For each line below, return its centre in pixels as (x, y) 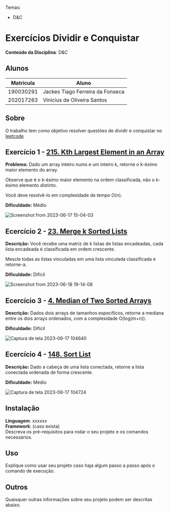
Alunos (17, 69)
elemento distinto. (38, 185)
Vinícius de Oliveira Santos (75, 100)
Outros (17, 487)
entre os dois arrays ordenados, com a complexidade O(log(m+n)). (76, 318)
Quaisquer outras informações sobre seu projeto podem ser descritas (79, 500)
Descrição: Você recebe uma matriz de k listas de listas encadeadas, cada (84, 244)
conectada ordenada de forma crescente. (49, 372)
